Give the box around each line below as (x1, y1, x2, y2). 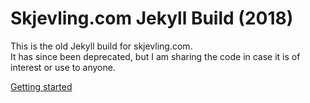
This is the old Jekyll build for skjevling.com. (10, 40, 193, 52)
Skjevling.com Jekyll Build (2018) (10, 7, 294, 30)
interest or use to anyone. (10, 61, 116, 73)
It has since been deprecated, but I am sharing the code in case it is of (10, 50, 301, 62)
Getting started (10, 80, 73, 92)
